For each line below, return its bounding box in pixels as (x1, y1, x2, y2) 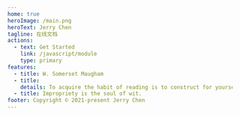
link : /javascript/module (20, 51, 98, 58)
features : (7, 64, 37, 71)
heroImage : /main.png (7, 17, 72, 24)
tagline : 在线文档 (7, 30, 59, 38)
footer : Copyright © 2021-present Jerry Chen (7, 97, 145, 104)
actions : (7, 37, 34, 44)
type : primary (20, 57, 62, 64)
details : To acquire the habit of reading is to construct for (20, 84, 213, 91)
